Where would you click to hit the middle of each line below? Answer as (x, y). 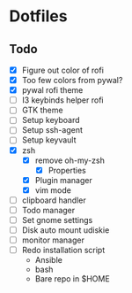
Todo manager (48, 210)
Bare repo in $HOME (72, 279)
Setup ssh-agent (52, 130)
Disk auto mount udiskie (66, 230)
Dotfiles (38, 16)
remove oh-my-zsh (70, 160)
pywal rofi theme (52, 90)
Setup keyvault (49, 140)
